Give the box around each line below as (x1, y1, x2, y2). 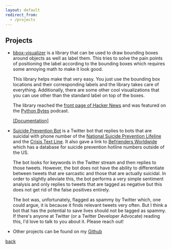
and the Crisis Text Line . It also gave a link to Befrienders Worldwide (12, 139, 158, 145)
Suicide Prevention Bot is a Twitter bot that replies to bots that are (12, 128, 152, 134)
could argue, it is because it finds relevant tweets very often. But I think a (12, 202, 167, 208)
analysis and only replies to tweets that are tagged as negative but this (12, 181, 163, 187)
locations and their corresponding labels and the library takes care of (12, 82, 159, 88)
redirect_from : (5, 12, 38, 17)
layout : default (5, 7, 40, 13)
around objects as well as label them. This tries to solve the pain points (12, 55, 163, 62)
